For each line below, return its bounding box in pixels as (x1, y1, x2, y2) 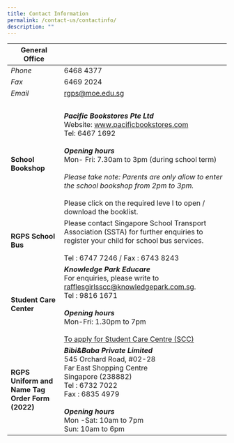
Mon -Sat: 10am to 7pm (63, 416, 144, 426)
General (20, 45, 47, 55)
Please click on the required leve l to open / (63, 198, 205, 208)
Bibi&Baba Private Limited (63, 346, 153, 356)
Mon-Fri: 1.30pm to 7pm (63, 317, 146, 326)
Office (23, 54, 45, 63)
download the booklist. (63, 207, 139, 217)
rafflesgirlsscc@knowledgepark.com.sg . (63, 282, 196, 292)
